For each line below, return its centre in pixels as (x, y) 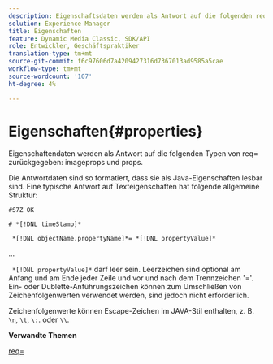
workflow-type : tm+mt (45, 69)
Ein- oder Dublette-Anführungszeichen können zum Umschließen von (125, 287)
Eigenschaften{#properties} (106, 131)
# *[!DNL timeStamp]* (45, 224)
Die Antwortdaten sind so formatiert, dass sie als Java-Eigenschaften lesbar (136, 178)
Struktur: (23, 195)
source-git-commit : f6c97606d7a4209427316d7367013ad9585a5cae (116, 62)
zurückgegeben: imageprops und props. (76, 162)
